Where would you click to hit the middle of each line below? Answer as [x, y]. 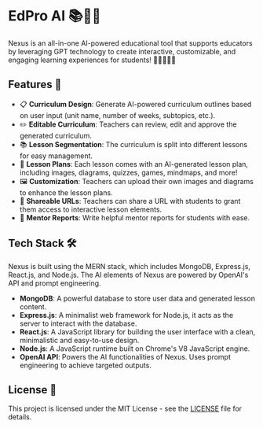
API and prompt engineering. [55, 283]
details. [20, 417]
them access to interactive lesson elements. [91, 209]
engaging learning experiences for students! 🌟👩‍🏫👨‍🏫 [92, 60]
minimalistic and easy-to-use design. [79, 340]
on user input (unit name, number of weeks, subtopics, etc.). [117, 115]
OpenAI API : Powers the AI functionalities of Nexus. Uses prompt [125, 356]
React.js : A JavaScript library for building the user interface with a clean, [137, 331]
